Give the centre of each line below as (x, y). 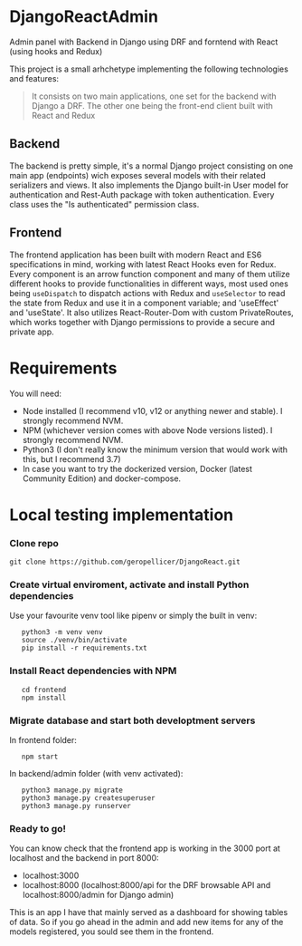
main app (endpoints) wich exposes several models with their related (138, 175)
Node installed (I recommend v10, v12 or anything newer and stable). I (152, 410)
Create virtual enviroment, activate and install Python (129, 584)
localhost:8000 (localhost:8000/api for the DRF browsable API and (146, 885)
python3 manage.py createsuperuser (88, 798)
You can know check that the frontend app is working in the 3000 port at (145, 848)
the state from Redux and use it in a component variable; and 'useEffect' (144, 303)
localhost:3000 (51, 875)
